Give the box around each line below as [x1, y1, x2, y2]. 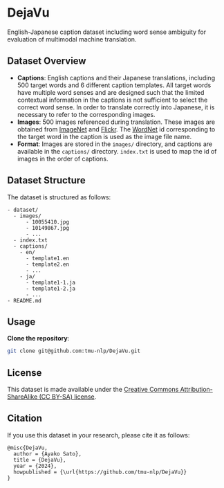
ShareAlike [7, 392, 38, 401]
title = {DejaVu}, [13, 456, 67, 463]
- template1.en [25, 255, 70, 262]
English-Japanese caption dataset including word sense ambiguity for [7, 28, 207, 36]
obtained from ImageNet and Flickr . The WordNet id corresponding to [17, 125, 216, 133]
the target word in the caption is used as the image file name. [17, 132, 192, 141]
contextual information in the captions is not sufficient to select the [17, 96, 208, 104]
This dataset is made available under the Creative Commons [7, 386, 179, 394]
